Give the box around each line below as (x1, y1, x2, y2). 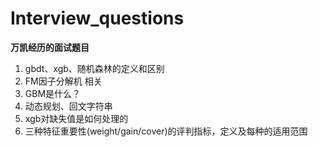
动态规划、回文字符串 (24, 100, 113, 112)
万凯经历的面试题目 (10, 41, 90, 53)
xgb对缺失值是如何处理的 (24, 112, 129, 124)
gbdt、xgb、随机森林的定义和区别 (24, 62, 165, 74)
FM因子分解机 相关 (24, 75, 103, 87)
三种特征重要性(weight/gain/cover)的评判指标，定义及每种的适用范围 (24, 125, 308, 137)
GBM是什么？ (24, 87, 82, 99)
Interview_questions (10, 7, 185, 30)
